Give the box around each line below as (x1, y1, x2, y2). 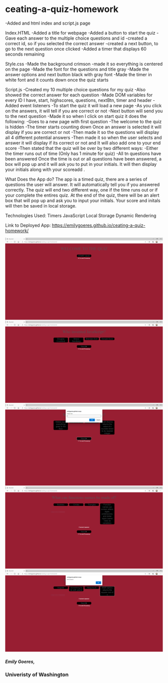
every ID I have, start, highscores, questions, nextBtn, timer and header (5, 97, 152, 103)
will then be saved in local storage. (5, 203, 76, 209)
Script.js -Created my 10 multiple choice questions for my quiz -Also (5, 86, 146, 92)
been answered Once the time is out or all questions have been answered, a (5, 155, 161, 161)
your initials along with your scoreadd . (5, 166, 85, 173)
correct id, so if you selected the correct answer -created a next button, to (5, 40, 158, 46)
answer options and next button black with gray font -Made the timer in (5, 71, 152, 77)
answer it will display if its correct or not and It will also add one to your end (5, 139, 161, 146)
